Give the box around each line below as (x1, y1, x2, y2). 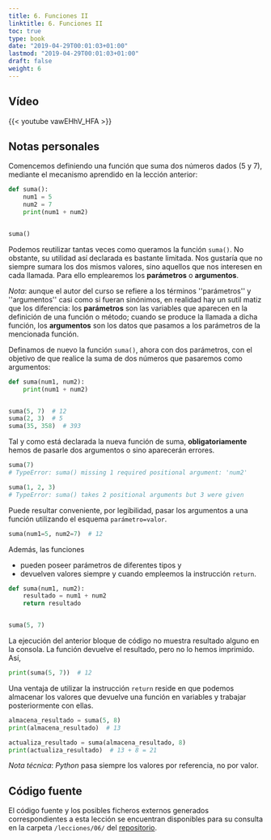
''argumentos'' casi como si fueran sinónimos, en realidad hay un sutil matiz (8, 294, 262, 304)
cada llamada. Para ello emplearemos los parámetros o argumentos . (8, 270, 239, 280)
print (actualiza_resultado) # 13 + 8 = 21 (8, 746, 158, 754)
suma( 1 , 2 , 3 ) (8, 483, 57, 491)
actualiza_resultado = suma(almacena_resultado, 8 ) (8, 739, 186, 747)
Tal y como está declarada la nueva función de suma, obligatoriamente (8, 437, 248, 447)
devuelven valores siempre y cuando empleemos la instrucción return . (19, 568, 257, 578)
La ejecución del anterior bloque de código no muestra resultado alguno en (8, 636, 260, 645)
